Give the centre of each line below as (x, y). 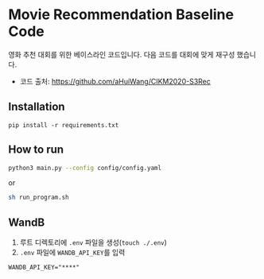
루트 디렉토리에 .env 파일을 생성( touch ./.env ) (93, 242)
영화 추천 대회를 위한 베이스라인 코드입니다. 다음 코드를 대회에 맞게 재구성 (122, 54)
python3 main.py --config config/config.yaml (85, 168)
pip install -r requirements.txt (64, 125)
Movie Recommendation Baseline (121, 15)
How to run (36, 150)
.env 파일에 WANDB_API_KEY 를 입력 (72, 253)
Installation (37, 107)
